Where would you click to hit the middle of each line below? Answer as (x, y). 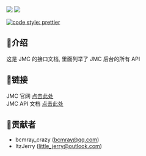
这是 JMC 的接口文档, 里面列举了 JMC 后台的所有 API (73, 59)
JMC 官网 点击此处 (30, 96)
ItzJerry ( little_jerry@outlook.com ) (59, 146)
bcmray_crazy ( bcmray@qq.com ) (57, 139)
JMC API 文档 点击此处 (35, 103)
